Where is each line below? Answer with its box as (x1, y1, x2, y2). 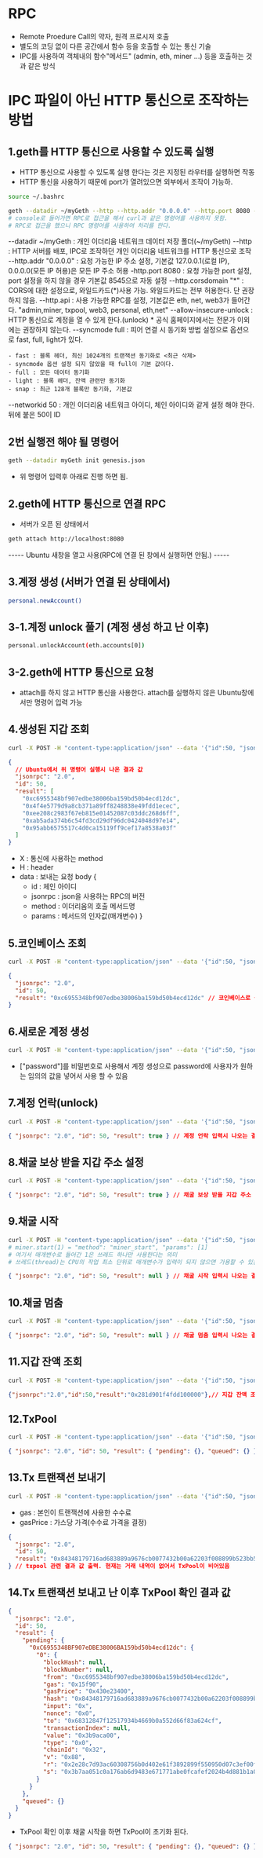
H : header (19, 863, 54, 872)
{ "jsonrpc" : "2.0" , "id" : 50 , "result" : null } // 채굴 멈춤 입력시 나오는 (8, 1331, 248, 1339)
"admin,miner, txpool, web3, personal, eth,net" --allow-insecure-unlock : (18, 306, 253, 315)
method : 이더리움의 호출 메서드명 (31, 901, 135, 911)
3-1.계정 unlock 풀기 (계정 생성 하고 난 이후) (8, 620, 210, 633)
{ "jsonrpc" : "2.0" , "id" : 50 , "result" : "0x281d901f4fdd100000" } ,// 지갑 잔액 (8, 1391, 247, 1398)
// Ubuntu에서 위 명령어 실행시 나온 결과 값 (15, 765, 143, 774)
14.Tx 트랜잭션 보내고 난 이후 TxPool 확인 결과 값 (8, 1586, 231, 1600)
